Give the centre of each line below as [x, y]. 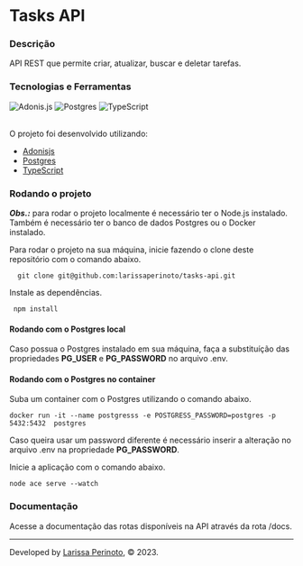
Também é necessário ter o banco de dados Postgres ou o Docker [133, 223]
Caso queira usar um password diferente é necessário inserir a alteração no [150, 440]
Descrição [32, 44]
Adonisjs [39, 151]
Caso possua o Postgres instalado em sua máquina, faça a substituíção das [150, 349]
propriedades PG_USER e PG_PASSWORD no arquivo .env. [119, 359]
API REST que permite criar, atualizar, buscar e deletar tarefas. [125, 63]
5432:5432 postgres [48, 424]
